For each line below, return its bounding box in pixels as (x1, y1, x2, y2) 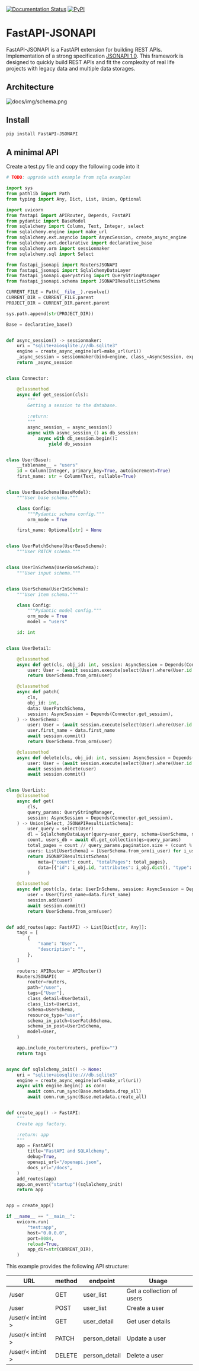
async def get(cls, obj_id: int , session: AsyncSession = (17, 662, 163, 668)
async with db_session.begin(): (37, 435, 118, 442)
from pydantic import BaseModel (6, 218, 86, 224)
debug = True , (27, 1154, 57, 1160)
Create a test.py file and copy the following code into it (6, 163, 140, 170)
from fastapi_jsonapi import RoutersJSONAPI (6, 262, 118, 268)
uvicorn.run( (17, 1219, 49, 1225)
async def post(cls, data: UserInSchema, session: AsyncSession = (17, 886, 184, 893)
